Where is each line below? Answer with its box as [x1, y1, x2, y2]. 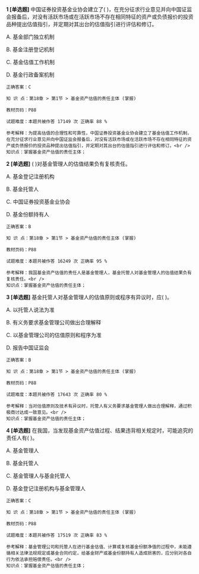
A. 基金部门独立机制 [6, 33, 55, 40]
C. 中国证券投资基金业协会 [6, 198, 71, 205]
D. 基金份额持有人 [6, 211, 49, 217]
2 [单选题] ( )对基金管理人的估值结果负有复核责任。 [6, 160, 131, 167]
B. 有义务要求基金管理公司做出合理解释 [6, 319, 102, 326]
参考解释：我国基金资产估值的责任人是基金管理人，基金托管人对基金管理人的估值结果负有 [6, 270, 192, 276]
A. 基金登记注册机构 [6, 173, 55, 180]
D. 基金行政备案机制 [6, 71, 55, 78]
